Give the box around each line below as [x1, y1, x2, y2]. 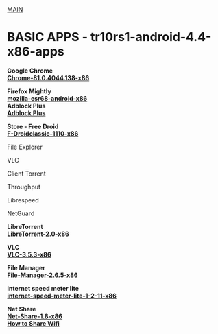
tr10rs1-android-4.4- [90, 29, 212, 45]
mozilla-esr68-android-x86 [7, 94, 88, 102]
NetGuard [7, 209, 35, 217]
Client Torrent [7, 169, 46, 178]
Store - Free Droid [7, 122, 59, 130]
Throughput [7, 182, 41, 191]
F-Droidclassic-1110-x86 [7, 129, 79, 138]
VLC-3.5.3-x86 [7, 250, 51, 259]
